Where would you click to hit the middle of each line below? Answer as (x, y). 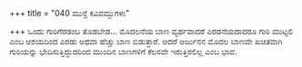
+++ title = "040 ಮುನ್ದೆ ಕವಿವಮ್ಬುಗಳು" (70, 13)
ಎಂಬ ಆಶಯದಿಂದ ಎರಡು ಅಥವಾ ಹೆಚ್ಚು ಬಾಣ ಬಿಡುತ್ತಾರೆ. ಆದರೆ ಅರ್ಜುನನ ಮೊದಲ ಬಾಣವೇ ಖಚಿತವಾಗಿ (146, 41)
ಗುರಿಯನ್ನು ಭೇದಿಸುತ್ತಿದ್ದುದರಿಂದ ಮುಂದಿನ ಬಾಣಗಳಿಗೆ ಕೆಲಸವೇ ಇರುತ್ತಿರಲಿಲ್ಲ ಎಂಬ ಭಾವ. (124, 52)
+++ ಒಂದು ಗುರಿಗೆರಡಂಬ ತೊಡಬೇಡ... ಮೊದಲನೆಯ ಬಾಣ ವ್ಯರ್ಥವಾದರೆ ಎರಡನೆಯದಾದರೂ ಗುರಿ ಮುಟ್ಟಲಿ (151, 31)
